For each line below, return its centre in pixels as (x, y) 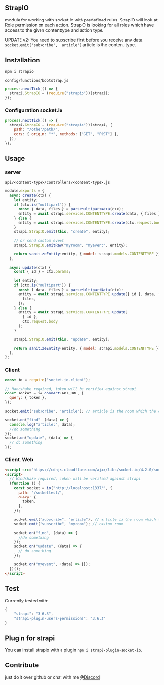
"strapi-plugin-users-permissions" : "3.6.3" (60, 619)
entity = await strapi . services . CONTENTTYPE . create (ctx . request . (86, 223)
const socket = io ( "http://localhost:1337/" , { (63, 488)
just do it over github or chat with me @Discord (52, 677)
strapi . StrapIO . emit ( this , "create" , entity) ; (62, 232)
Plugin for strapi (30, 638)
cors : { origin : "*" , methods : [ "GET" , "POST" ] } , (66, 134)
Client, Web (19, 459)
